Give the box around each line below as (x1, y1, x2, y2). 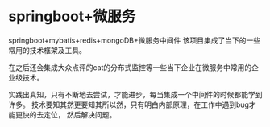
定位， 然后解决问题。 (43, 109, 117, 119)
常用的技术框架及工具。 (8, 45, 86, 55)
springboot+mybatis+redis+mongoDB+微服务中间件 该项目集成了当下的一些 (8, 35, 260, 45)
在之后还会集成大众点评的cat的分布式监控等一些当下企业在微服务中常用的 (8, 62, 252, 72)
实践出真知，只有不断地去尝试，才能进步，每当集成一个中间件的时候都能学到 (8, 89, 263, 99)
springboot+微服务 (8, 7, 136, 26)
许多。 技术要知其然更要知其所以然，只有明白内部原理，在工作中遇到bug (8, 100, 250, 109)
